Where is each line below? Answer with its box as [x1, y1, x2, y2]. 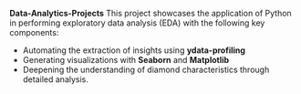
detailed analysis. [22, 74, 89, 85]
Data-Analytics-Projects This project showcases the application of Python [9, 8, 292, 18]
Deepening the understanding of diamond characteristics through [22, 64, 270, 75]
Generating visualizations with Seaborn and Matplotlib [22, 55, 230, 65]
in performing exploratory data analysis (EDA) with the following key [9, 17, 265, 28]
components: [9, 27, 59, 37]
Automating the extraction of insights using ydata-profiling [22, 45, 246, 56]
